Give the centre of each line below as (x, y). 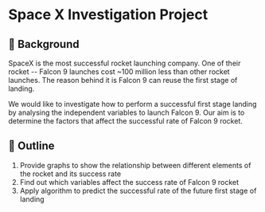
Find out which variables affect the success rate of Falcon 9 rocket (129, 182)
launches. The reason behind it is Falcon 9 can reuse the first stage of (123, 80)
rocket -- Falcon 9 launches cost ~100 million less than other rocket (119, 72)
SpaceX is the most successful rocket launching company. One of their (125, 63)
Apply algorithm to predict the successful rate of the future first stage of (138, 190)
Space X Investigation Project (108, 15)
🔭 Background (44, 44)
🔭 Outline (31, 146)
